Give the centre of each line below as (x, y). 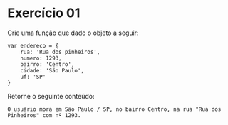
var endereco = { (33, 45)
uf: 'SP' (33, 77)
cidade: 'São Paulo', (52, 70)
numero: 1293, (41, 58)
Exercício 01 (44, 13)
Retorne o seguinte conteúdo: (51, 96)
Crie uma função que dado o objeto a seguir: (73, 33)
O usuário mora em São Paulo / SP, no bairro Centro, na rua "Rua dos (114, 109)
